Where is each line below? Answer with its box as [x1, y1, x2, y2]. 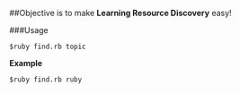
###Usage [9, 25, 49, 35]
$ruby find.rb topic [9, 42, 87, 51]
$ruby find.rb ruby [9, 75, 83, 84]
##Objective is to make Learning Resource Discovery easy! [9, 8, 232, 18]
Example [9, 58, 43, 68]
